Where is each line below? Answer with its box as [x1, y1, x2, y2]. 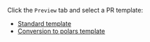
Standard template [17, 20, 72, 27]
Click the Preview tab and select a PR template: [7, 6, 143, 14]
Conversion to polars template [17, 27, 106, 35]
